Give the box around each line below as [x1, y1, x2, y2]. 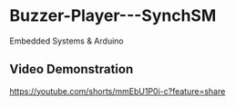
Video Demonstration [9, 62, 134, 77]
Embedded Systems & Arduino [9, 35, 125, 46]
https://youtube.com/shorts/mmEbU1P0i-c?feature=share [9, 85, 226, 96]
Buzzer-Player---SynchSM [9, 5, 217, 26]
